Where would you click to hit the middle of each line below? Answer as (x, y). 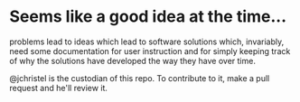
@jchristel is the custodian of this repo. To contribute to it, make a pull (140, 78)
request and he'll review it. (59, 88)
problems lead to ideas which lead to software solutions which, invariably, (147, 42)
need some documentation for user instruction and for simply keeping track (150, 51)
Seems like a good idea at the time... (148, 17)
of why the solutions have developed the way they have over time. (132, 60)
